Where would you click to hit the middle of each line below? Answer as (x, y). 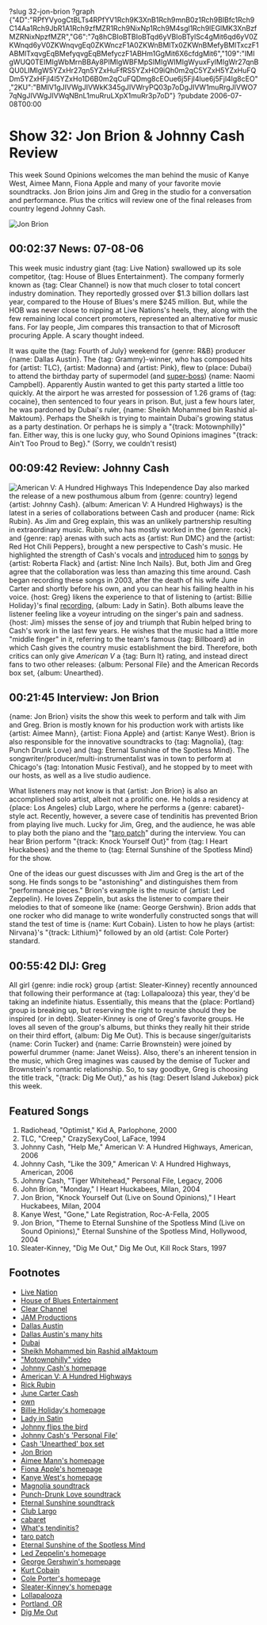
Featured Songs (49, 1111)
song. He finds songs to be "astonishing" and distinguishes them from (124, 882)
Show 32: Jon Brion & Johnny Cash (127, 136)
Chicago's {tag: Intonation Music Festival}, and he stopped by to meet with (131, 767)
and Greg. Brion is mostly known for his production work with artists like (126, 725)
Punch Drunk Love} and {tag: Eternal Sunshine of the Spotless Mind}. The (129, 750)
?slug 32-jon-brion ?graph (52, 11)
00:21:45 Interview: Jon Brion (84, 697)
